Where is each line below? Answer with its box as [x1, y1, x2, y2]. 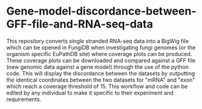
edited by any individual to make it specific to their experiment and [6, 89, 174, 96]
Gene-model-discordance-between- [6, 4, 197, 18]
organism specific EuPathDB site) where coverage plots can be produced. [6, 50, 192, 57]
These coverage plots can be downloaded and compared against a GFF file [6, 57, 196, 64]
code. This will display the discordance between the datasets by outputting [6, 69, 195, 77]
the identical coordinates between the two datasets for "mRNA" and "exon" [6, 76, 195, 83]
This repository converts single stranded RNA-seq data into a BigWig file [6, 37, 189, 44]
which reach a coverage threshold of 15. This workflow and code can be [6, 82, 188, 90]
